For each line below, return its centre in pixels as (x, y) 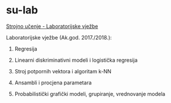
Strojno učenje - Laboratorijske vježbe (52, 26)
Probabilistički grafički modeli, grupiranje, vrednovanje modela (90, 94)
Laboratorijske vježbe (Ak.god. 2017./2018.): (59, 37)
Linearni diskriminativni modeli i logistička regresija (76, 60)
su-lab (22, 10)
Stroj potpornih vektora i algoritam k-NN (63, 71)
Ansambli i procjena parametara (53, 83)
